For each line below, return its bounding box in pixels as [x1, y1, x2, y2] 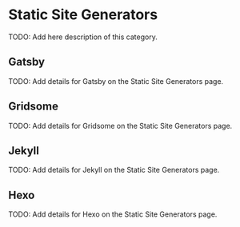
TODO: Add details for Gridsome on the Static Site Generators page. [8, 121, 233, 130]
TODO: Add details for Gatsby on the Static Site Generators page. [8, 76, 224, 86]
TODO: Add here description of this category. [8, 32, 158, 42]
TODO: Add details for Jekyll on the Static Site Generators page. [8, 165, 220, 175]
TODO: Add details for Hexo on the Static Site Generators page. [8, 209, 218, 219]
